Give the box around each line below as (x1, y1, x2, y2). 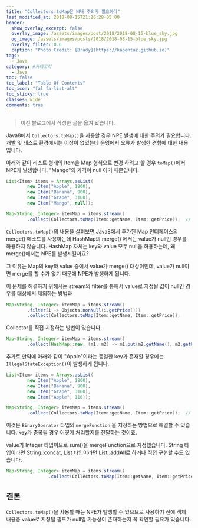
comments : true (6, 102, 44, 108)
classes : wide (6, 96, 41, 102)
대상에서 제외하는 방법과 (16, 290, 72, 297)
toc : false (6, 74, 33, 80)
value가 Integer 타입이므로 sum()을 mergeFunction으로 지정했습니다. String (6, 442, 183, 449)
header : (6, 20, 25, 25)
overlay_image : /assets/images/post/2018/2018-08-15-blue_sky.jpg (11, 31, 178, 37)
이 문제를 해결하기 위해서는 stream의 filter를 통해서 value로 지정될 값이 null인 (6, 282, 184, 290)
